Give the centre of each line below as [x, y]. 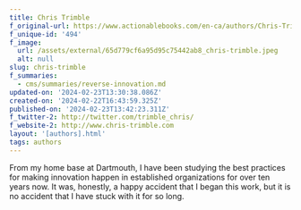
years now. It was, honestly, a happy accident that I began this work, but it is [150, 186]
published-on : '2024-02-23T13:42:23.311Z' [90, 109]
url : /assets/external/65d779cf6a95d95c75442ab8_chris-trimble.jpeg [148, 51]
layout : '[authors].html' [57, 134]
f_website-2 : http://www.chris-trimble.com [92, 126]
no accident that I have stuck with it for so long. [97, 196]
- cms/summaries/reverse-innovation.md [92, 84]
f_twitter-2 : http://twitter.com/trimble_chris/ [102, 117]
